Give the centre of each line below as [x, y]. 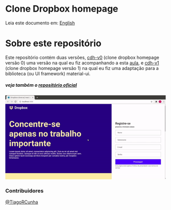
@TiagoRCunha [22, 202]
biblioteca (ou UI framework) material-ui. [48, 74]
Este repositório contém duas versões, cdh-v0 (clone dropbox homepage [82, 57]
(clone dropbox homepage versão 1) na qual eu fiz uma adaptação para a [82, 68]
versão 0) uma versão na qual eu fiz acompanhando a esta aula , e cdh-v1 [82, 63]
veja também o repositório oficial [41, 85]
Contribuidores [24, 191]
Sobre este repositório [53, 43]
